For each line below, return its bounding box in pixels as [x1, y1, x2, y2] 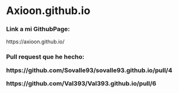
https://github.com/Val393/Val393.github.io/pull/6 [6, 80, 157, 88]
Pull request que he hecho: [6, 53, 84, 61]
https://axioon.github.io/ [6, 38, 65, 45]
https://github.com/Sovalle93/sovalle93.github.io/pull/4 [6, 66, 173, 74]
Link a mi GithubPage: [6, 25, 70, 33]
